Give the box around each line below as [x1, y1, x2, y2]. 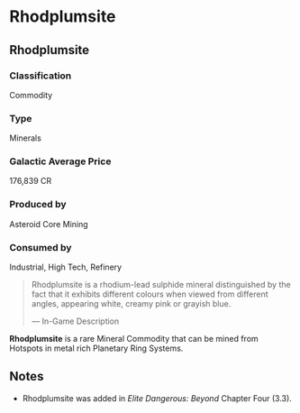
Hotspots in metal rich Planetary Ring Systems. [9, 343, 184, 353]
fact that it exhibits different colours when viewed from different [31, 289, 268, 299]
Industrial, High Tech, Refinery [9, 262, 123, 272]
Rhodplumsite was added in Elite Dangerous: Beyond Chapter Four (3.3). [22, 392, 293, 403]
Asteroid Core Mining [9, 218, 88, 229]
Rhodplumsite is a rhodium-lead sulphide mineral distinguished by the [31, 280, 291, 290]
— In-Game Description [31, 316, 120, 326]
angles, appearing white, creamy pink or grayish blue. [31, 298, 232, 309]
